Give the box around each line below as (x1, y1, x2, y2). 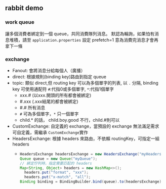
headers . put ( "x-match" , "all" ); (24, 175, 91, 180)
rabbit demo (5, 4, 43, 12)
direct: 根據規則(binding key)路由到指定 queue (12, 74, 107, 80)
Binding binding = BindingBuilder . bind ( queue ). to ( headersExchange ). (19, 179, 164, 185)
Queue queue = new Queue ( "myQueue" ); (19, 156, 98, 161)
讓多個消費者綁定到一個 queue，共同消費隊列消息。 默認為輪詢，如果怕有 (5, 31, 155, 37)
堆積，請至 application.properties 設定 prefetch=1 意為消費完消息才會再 (9, 37, 159, 43)
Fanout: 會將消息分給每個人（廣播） (12, 67, 85, 73)
